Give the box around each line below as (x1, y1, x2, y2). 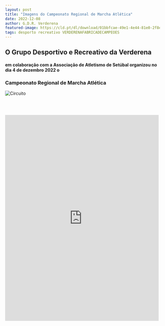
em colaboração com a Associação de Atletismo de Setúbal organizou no (5, 62, 157, 68)
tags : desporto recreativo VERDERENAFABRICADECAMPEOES (5, 30, 120, 35)
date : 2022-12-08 (5, 16, 41, 21)
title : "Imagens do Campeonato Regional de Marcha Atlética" (5, 12, 133, 17)
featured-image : (5, 26, 38, 30)
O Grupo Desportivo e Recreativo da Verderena (5, 48, 152, 56)
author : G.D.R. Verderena (5, 21, 58, 26)
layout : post (5, 7, 32, 12)
